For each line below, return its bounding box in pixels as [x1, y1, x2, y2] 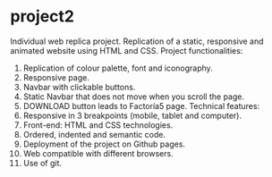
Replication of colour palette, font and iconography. [22, 63, 213, 73]
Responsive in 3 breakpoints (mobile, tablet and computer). [22, 110, 242, 121]
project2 [10, 6, 75, 27]
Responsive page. [22, 72, 90, 82]
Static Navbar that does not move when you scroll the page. [22, 91, 245, 102]
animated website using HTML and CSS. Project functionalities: [10, 45, 243, 55]
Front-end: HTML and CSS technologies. [22, 119, 174, 131]
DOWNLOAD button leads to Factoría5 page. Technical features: [22, 100, 260, 111]
